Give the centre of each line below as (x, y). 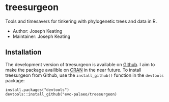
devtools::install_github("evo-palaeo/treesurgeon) (61, 94)
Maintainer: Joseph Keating (41, 36)
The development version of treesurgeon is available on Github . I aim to (80, 64)
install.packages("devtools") (37, 90)
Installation (23, 52)
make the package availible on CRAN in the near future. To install (73, 70)
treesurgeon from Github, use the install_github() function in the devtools (84, 75)
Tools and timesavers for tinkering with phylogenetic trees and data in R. (81, 21)
